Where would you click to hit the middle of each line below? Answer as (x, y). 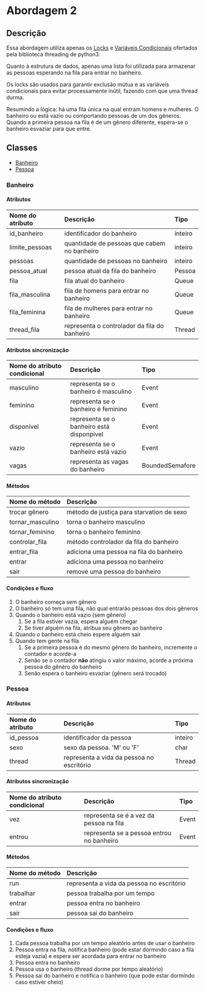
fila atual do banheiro (95, 280)
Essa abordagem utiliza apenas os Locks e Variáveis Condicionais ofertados (102, 48)
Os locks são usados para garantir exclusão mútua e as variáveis (88, 84)
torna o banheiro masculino (106, 522)
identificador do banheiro (101, 233)
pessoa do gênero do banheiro (63, 667)
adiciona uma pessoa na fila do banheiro (125, 552)
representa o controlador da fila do (114, 325)
